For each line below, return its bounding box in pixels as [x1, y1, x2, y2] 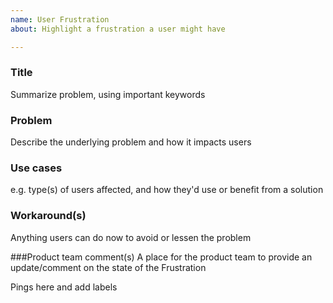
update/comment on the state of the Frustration [10, 261, 207, 273]
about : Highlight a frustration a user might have [10, 24, 226, 34]
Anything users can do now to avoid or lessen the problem [10, 231, 252, 243]
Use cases [10, 161, 63, 175]
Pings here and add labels [10, 281, 118, 293]
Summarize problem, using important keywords [10, 88, 206, 100]
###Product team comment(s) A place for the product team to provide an [10, 251, 313, 263]
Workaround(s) [10, 209, 87, 223]
